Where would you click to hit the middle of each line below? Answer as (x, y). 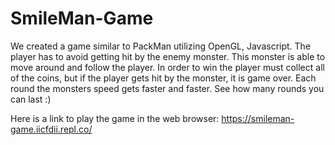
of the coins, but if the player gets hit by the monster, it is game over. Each (163, 78)
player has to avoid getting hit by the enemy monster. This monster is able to (168, 56)
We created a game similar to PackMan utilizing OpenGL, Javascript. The (161, 46)
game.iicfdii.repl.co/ (51, 129)
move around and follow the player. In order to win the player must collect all (167, 67)
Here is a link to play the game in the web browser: (115, 118)
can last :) (31, 99)
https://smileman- (258, 118)
